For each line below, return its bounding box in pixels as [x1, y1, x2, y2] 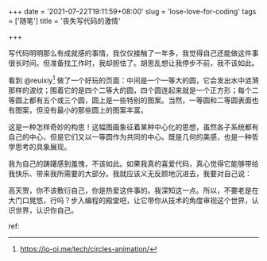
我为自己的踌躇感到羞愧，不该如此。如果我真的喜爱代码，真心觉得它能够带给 [8, 159, 259, 168]
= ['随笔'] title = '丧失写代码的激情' [8, 16, 121, 25]
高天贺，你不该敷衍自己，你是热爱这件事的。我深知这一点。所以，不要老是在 [8, 186, 259, 195]
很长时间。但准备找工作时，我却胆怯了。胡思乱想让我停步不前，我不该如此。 [8, 59, 259, 67]
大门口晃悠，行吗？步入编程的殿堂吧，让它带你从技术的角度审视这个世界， [8, 195, 252, 205]
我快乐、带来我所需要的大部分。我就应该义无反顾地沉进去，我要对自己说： [8, 168, 252, 178]
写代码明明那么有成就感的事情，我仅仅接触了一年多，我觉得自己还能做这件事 [8, 48, 259, 58]
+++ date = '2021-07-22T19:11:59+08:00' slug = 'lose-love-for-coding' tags [8, 7, 257, 16]
